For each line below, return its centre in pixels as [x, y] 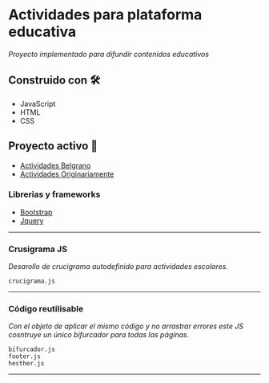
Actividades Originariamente [67, 173]
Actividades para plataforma [105, 15]
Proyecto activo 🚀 [53, 146]
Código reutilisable [46, 309]
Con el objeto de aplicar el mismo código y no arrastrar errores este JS [126, 326]
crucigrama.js [32, 281]
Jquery [32, 220]
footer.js [25, 357]
